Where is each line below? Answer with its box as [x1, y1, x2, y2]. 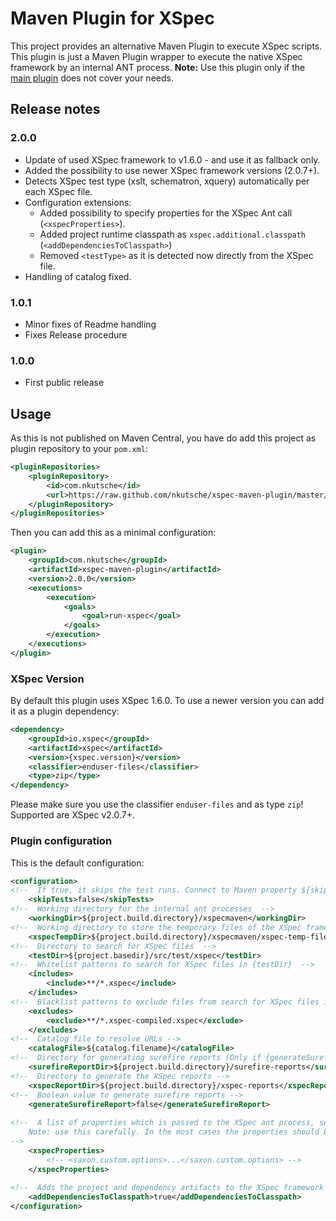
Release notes [10, 101, 101, 118]
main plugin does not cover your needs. [10, 72, 174, 84]
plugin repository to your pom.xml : [10, 443, 148, 455]
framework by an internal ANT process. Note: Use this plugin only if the [10, 61, 306, 73]
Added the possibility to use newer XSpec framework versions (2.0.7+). [24, 164, 320, 176]
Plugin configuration [10, 834, 113, 848]
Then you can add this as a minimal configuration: [10, 527, 217, 539]
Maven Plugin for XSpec [10, 7, 215, 30]
